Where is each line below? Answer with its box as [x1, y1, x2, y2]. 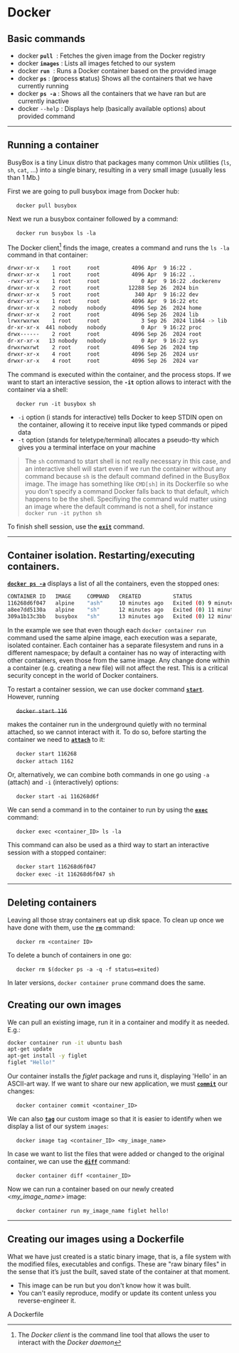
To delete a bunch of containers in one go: [7, 950, 132, 959]
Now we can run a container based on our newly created [7, 1185, 174, 1194]
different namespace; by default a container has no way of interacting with [7, 648, 226, 657]
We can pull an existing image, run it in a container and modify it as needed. [7, 1018, 230, 1026]
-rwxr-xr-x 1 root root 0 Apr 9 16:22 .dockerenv [7, 278, 221, 285]
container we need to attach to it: [7, 735, 105, 743]
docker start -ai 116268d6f [16, 792, 100, 800]
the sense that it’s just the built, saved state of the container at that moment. [7, 1267, 230, 1275]
